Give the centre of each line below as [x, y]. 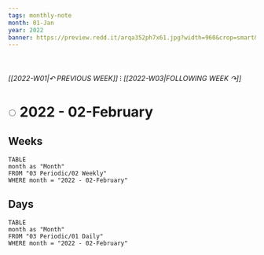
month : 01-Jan [31, 23]
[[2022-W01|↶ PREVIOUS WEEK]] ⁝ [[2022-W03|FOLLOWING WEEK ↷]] [125, 78]
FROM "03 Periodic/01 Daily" [56, 236]
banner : [21, 37]
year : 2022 [26, 30]
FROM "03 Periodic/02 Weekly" [58, 173]
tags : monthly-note [40, 15]
